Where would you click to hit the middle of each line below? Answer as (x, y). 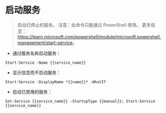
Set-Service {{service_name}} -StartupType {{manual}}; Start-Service (80, 101)
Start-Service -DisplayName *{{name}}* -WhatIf (56, 82)
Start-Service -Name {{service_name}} (45, 63)
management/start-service (45, 42)
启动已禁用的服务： (32, 92)
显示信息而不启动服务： (36, 72)
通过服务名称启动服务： (36, 53)
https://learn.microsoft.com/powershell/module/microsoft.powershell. (89, 37)
